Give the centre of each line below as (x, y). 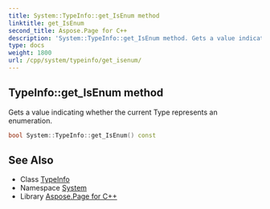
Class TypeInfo (45, 179)
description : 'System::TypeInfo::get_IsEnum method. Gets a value (122, 38)
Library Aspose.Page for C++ (69, 196)
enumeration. (30, 120)
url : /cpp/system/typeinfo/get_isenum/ (75, 61)
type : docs (27, 46)
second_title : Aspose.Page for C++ (68, 30)
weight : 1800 (30, 53)
